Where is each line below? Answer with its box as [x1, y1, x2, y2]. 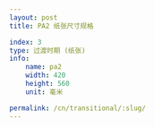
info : [9, 55, 30, 63]
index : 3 [9, 38, 42, 47]
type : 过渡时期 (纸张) [9, 46, 86, 55]
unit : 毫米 [25, 87, 64, 97]
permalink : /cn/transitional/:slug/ [9, 104, 146, 113]
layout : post [9, 13, 58, 22]
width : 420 [25, 71, 66, 80]
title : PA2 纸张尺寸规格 [9, 21, 94, 30]
